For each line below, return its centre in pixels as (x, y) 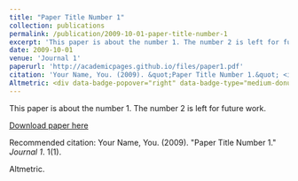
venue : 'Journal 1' (45, 58)
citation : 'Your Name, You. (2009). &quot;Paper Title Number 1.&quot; (144, 75)
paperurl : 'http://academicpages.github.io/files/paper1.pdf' (126, 67)
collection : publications (57, 26)
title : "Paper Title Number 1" (67, 17)
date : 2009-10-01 (41, 50)
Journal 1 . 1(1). (35, 152)
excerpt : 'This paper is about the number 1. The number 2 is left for (144, 42)
